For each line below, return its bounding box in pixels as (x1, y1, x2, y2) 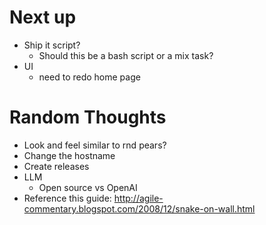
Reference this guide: (23, 192, 112, 204)
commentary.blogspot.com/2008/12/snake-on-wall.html (23, 202, 256, 215)
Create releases (23, 160, 90, 172)
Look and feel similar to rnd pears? (23, 139, 167, 151)
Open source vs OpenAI (38, 181, 138, 193)
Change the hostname (23, 149, 116, 161)
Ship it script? (23, 39, 81, 51)
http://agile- (113, 192, 164, 204)
